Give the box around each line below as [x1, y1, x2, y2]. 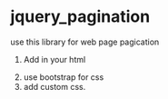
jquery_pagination [10, 6, 151, 27]
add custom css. [23, 81, 86, 92]
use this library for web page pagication [10, 36, 160, 47]
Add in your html [23, 54, 86, 64]
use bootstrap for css [23, 71, 104, 83]
